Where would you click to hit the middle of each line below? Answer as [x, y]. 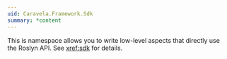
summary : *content [34, 20]
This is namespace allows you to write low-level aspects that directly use [114, 40]
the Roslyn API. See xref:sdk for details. [65, 48]
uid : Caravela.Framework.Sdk [50, 14]
